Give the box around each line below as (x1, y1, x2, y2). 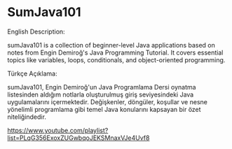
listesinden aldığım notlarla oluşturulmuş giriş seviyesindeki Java (7, 90, 194, 99)
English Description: (7, 27, 65, 36)
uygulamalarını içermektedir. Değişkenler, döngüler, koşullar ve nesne (7, 97, 208, 106)
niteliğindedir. (7, 113, 47, 121)
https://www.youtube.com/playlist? (7, 126, 109, 134)
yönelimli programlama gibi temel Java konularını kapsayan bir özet (7, 105, 201, 113)
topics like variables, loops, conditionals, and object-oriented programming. (7, 55, 226, 64)
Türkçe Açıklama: (7, 69, 57, 78)
